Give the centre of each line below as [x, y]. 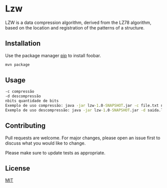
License [18, 168]
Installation [23, 44]
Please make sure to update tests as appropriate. [55, 153]
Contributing [25, 126]
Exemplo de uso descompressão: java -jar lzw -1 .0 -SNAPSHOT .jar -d [75, 110]
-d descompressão [23, 96]
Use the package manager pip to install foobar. [53, 55]
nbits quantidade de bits [32, 101]
